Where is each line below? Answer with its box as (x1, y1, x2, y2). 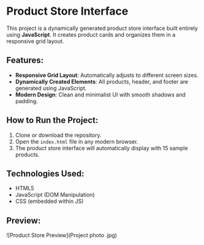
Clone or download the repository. (15, 131, 102, 139)
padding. (15, 97, 38, 104)
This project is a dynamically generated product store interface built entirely (6, 24, 198, 32)
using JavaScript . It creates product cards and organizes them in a (6, 31, 176, 38)
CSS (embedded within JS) (15, 197, 84, 205)
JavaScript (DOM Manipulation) (15, 191, 95, 199)
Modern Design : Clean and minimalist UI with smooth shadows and (15, 90, 186, 98)
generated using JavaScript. (15, 84, 87, 92)
